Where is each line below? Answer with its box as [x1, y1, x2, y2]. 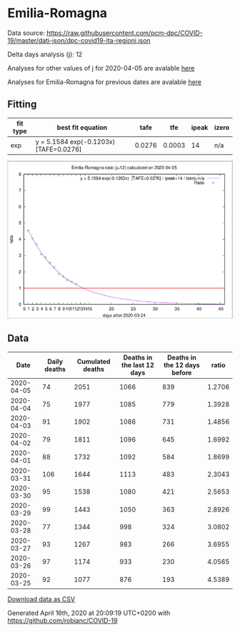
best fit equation [56, 123, 108, 131]
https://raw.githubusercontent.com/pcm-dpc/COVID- [46, 29, 204, 37]
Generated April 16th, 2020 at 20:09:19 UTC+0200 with [7, 608, 171, 617]
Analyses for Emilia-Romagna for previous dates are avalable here [7, 77, 202, 86]
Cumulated [76, 357, 111, 365]
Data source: [7, 29, 45, 37]
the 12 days [163, 361, 200, 369]
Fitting [7, 98, 37, 111]
